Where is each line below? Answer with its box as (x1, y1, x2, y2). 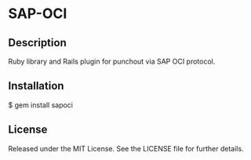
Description (8, 36, 67, 49)
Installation (8, 79, 64, 93)
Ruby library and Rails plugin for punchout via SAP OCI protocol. (8, 56, 216, 66)
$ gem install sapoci (8, 100, 73, 110)
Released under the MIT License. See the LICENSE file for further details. (8, 144, 245, 153)
